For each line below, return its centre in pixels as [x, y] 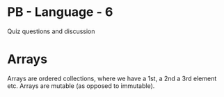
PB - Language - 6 [60, 12]
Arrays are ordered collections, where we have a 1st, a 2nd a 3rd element [112, 78]
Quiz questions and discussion [51, 31]
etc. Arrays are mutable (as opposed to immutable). [81, 86]
